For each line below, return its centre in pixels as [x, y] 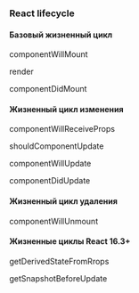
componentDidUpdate [50, 181]
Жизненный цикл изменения [66, 109]
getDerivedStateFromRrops [59, 261]
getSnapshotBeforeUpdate [58, 278]
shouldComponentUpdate [57, 146]
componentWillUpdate [50, 164]
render [21, 72]
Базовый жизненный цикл [61, 35]
